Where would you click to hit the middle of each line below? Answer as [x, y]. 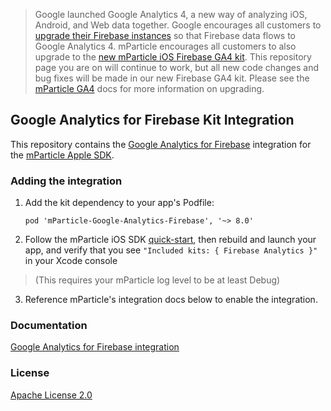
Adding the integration [66, 181]
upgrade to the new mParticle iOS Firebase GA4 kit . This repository [173, 57]
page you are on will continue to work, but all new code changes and [177, 67]
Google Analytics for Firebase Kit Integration [152, 120]
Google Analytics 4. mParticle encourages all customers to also [165, 46]
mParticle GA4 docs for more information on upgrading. [149, 88]
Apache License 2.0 [51, 395]
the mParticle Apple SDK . [62, 155]
